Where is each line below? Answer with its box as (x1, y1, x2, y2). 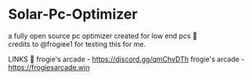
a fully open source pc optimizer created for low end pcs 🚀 (8, 31, 198, 40)
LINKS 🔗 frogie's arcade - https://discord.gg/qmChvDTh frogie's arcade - (8, 54, 245, 64)
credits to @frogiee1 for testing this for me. (8, 39, 146, 48)
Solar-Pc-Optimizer (8, 5, 139, 23)
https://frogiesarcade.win (8, 62, 90, 71)
